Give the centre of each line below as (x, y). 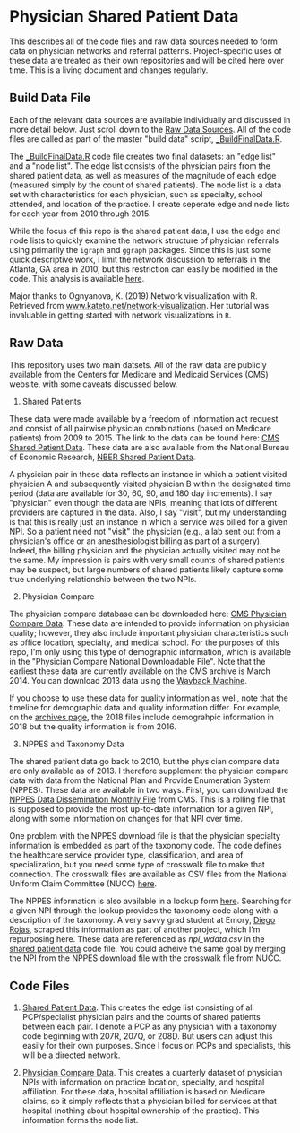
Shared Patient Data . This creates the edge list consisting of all (138, 1007)
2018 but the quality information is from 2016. (93, 726)
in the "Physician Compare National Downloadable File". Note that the (137, 661)
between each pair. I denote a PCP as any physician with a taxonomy (150, 1027)
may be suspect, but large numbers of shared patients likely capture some (146, 569)
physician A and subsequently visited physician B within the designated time (150, 484)
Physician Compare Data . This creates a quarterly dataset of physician (152, 1073)
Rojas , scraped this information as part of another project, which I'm (135, 929)
